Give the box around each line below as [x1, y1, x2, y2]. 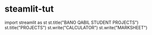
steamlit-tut [4, 3, 54, 15]
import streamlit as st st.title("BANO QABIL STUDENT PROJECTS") [4, 19, 139, 25]
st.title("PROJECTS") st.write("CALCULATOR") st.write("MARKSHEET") [4, 24, 148, 30]
